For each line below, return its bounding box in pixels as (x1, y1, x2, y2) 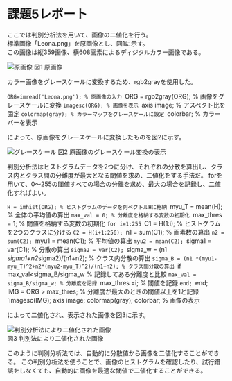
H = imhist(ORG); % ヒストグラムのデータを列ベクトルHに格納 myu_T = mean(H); (7, 202, 223, 210)
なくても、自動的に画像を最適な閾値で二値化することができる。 (25, 366, 207, 375)
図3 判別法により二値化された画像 (7, 334, 104, 342)
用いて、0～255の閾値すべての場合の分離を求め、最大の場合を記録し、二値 (7, 180, 222, 188)
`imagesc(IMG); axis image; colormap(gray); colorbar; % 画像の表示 (7, 296, 201, 304)
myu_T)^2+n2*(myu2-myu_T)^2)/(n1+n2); (7, 263, 119, 270)
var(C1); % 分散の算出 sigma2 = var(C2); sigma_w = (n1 (7, 245, 168, 253)
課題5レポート (7, 6, 88, 22)
